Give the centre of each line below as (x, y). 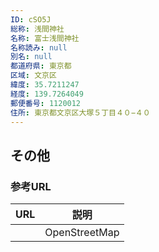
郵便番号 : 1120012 (46, 103)
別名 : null (31, 57)
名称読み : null (39, 47)
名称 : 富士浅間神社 (45, 38)
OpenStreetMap (82, 233)
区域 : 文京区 (33, 76)
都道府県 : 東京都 (41, 66)
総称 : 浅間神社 (37, 29)
